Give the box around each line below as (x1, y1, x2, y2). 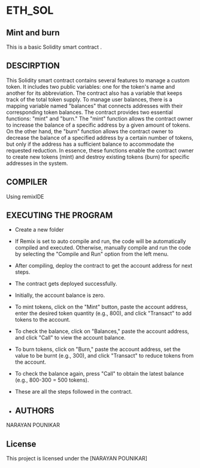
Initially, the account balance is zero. (14, 292, 105, 299)
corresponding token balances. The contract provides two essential (6, 109, 173, 116)
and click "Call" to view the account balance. (14, 334, 126, 341)
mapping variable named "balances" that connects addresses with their (6, 102, 183, 109)
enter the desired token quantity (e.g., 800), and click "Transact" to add (14, 310, 192, 317)
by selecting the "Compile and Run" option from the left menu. (14, 250, 169, 258)
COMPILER (6, 177, 48, 187)
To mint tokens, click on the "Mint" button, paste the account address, (14, 304, 188, 311)
